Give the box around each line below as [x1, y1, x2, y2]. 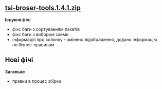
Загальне [5, 69, 25, 74]
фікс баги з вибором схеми [12, 31, 69, 37]
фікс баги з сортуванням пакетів [12, 26, 80, 32]
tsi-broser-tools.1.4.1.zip [5, 4, 81, 12]
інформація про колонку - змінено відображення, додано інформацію [12, 36, 157, 42]
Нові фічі [5, 56, 33, 64]
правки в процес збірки [12, 78, 62, 84]
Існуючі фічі [5, 17, 31, 22]
